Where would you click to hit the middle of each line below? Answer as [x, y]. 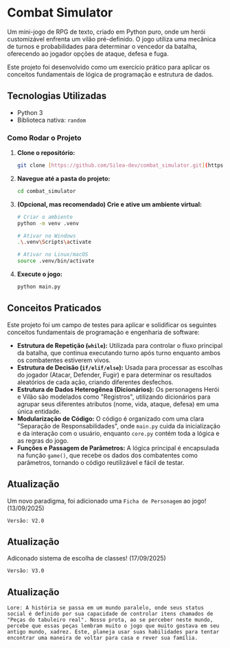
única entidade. [39, 411]
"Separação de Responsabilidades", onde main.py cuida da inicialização [119, 426]
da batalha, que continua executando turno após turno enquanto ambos [119, 353]
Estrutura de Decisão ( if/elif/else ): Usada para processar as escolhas [120, 367]
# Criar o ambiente [45, 217]
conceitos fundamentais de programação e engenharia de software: [104, 332]
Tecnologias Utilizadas [57, 96]
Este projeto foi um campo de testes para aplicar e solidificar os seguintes [112, 324]
